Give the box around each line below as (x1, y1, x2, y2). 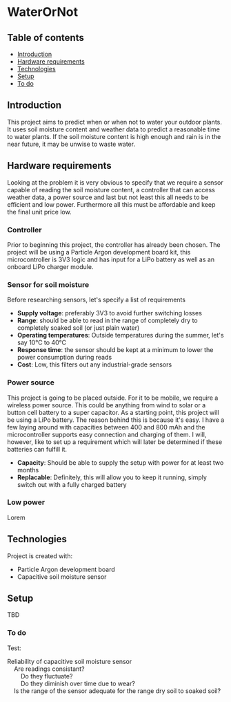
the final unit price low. (7, 207, 72, 216)
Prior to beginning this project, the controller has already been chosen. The (7, 240, 221, 249)
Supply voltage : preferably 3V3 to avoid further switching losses (17, 309, 202, 317)
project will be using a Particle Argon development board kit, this (7, 248, 191, 256)
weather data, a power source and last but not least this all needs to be (7, 193, 209, 201)
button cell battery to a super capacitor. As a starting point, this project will (7, 408, 219, 416)
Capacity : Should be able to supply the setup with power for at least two (17, 458, 224, 467)
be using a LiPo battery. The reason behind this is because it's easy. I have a (7, 416, 225, 424)
